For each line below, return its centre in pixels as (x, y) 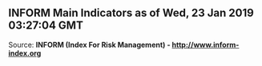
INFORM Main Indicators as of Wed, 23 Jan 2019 (131, 13)
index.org (25, 53)
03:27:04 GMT (46, 26)
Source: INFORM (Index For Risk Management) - (89, 45)
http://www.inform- (206, 45)
